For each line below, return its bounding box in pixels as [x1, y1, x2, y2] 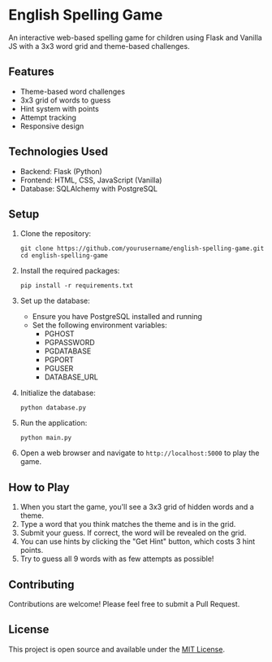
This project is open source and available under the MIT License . [8, 644, 226, 654]
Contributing [8, 577, 75, 591]
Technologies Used [8, 145, 108, 159]
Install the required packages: [19, 266, 120, 276]
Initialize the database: [19, 388, 96, 398]
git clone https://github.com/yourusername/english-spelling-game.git [19, 244, 265, 253]
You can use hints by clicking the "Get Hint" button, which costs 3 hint [19, 537, 256, 546]
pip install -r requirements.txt [19, 282, 134, 290]
